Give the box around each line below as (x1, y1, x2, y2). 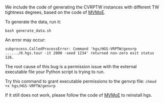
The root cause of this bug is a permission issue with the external (5, 64, 137, 69)
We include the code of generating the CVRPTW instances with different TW (5, 4, 159, 10)
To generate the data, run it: (5, 19, 61, 25)
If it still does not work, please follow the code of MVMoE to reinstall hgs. (5, 92, 153, 98)
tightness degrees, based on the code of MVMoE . (5, 9, 106, 15)
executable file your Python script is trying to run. (5, 69, 105, 75)
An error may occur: (5, 37, 46, 43)
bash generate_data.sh (5, 28, 51, 33)
